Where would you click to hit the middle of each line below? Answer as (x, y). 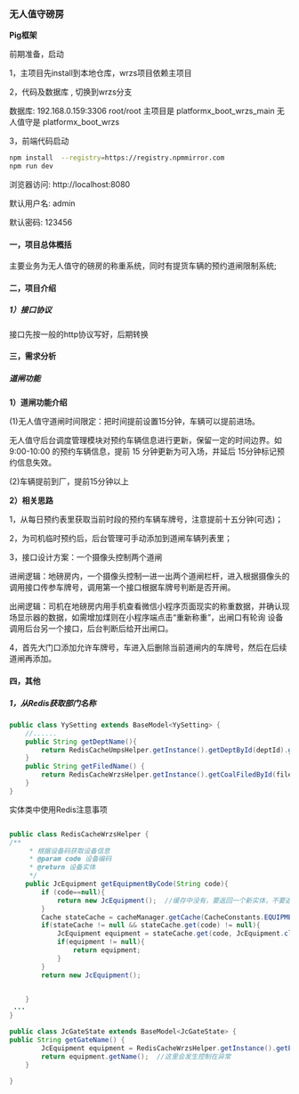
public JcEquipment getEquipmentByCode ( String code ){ (127, 884)
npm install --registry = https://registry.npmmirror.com (117, 158)
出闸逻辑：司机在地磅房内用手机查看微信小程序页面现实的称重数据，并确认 (145, 606)
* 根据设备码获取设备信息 (69, 851)
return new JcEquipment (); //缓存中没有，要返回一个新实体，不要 (171, 901)
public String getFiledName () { (85, 767)
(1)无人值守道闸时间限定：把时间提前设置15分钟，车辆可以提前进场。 (134, 422)
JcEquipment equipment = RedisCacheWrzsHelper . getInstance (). (159, 1048)
